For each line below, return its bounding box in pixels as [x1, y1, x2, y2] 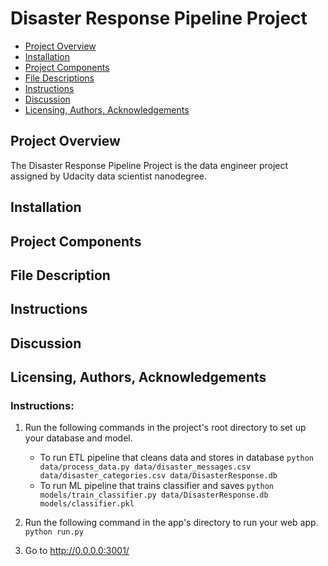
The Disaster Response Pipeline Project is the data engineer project [10, 159, 289, 171]
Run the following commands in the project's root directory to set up [24, 422, 307, 434]
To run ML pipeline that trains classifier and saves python [39, 480, 275, 492]
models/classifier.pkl [39, 499, 135, 509]
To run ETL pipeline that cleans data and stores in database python [39, 452, 315, 464]
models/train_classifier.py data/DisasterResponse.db [39, 490, 269, 501]
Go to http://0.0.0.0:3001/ [24, 545, 130, 557]
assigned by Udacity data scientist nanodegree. [10, 170, 208, 182]
